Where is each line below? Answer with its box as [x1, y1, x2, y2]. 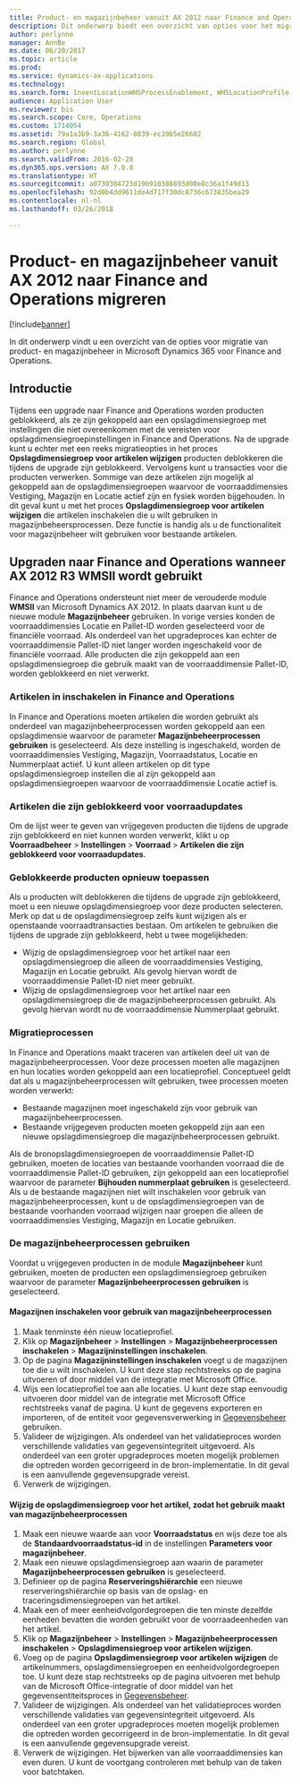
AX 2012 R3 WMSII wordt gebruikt [9, 568, 203, 583]
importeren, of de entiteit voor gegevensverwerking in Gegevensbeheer [21, 1412, 287, 1422]
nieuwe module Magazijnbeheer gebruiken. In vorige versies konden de [9, 611, 275, 622]
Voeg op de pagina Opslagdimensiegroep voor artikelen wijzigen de [21, 1652, 279, 1663]
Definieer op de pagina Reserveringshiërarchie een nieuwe [21, 1576, 243, 1587]
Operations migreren [9, 288, 167, 309]
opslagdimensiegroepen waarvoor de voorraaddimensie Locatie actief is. [9, 777, 279, 788]
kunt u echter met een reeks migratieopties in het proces [9, 442, 219, 453]
